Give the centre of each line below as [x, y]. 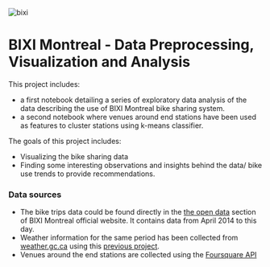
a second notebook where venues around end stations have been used [138, 117]
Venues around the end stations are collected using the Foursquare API [138, 255]
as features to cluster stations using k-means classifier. [112, 125]
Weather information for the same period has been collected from [129, 238]
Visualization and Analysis [100, 62]
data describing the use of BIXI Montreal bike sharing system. [123, 108]
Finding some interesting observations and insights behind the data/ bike [141, 165]
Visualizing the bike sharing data [74, 156]
